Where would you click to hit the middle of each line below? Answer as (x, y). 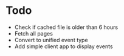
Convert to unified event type (51, 40)
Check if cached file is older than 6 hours (66, 27)
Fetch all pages (33, 33)
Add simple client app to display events (64, 46)
